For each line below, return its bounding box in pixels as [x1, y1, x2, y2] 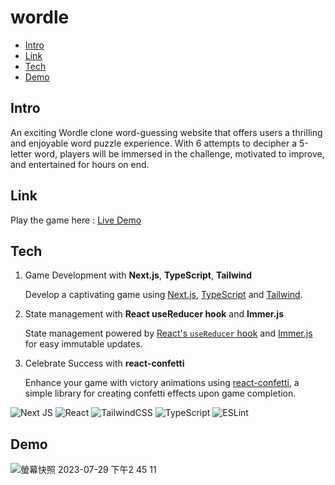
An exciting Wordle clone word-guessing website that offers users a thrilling [10, 126, 323, 138]
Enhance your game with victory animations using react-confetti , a [24, 377, 300, 389]
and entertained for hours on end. [10, 158, 150, 170]
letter [10, 147, 33, 160]
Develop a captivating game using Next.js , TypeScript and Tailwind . [24, 289, 303, 301]
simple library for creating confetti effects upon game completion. [24, 387, 297, 400]
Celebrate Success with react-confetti [24, 357, 185, 370]
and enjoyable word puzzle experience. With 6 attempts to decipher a [10, 137, 298, 149]
